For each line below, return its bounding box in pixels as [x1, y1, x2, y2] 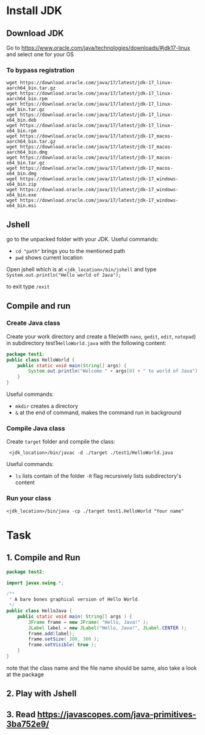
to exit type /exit [6, 283, 50, 290]
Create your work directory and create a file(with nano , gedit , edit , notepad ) [6, 332, 196, 340]
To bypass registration [6, 65, 75, 74]
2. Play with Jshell [6, 689, 77, 699]
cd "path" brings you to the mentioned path [15, 247, 126, 255]
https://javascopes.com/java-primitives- [37, 709, 196, 720]
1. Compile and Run [6, 552, 81, 563]
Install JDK [6, 4, 63, 18]
